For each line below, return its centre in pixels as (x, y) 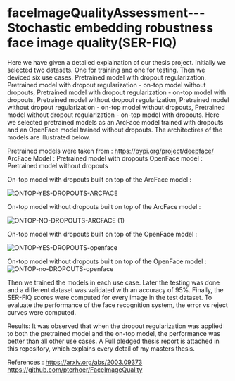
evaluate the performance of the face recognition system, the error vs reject (118, 305)
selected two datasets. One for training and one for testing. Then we (106, 70)
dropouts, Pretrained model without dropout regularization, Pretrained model (118, 99)
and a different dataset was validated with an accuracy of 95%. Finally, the (115, 289)
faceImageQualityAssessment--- (106, 13)
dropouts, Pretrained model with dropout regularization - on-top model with (117, 92)
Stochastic (39, 28)
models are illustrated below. (49, 137)
